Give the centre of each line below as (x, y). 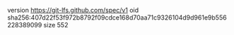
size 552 (56, 25)
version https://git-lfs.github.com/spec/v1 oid (73, 10)
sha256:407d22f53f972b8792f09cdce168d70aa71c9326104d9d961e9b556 (117, 17)
